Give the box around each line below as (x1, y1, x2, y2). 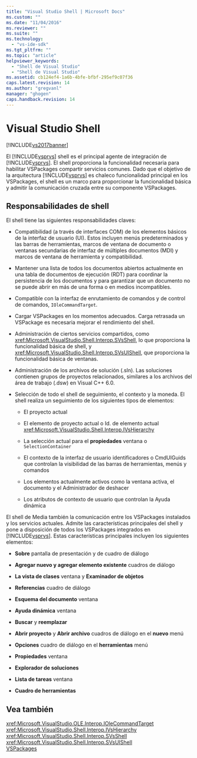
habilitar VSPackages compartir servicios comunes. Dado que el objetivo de (6, 165, 191, 172)
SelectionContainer (23, 444, 72, 450)
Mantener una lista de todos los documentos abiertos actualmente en (14, 265, 184, 272)
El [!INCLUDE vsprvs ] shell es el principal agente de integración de (6, 153, 167, 160)
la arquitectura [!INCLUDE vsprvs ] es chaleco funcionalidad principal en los (6, 172, 188, 179)
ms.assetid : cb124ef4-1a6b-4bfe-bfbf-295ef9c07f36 (6, 74, 133, 80)
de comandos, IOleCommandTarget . (14, 301, 98, 309)
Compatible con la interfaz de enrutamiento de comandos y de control (14, 295, 186, 302)
